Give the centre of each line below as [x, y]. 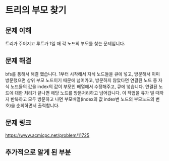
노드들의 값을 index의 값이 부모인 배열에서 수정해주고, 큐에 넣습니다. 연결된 [84, 87]
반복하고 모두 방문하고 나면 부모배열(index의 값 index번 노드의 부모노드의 [82, 99]
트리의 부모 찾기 [36, 10]
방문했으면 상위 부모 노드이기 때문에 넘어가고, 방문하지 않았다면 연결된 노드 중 [81, 80]
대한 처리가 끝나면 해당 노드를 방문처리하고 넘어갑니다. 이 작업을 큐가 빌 [84, 93]
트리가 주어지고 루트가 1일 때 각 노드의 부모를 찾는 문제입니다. [65, 44]
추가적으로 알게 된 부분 [38, 152]
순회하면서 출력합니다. [38, 105]
